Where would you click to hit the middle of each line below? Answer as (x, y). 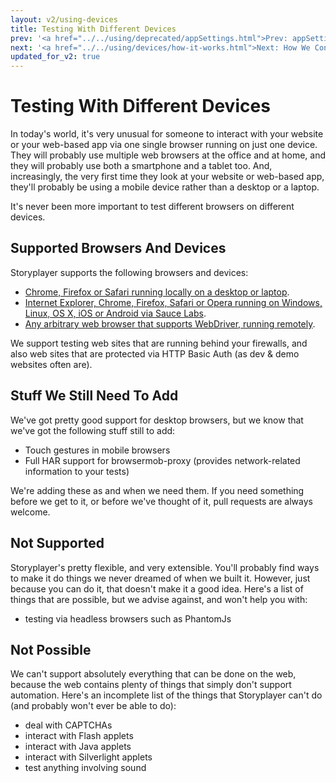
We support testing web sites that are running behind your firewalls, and (159, 343)
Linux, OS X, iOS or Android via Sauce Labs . (115, 313)
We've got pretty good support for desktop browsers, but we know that (157, 420)
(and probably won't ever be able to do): (93, 706)
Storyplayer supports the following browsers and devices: (129, 272)
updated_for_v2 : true (55, 57)
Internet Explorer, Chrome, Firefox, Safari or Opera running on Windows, (173, 302)
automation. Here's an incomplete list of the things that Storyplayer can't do (166, 695)
